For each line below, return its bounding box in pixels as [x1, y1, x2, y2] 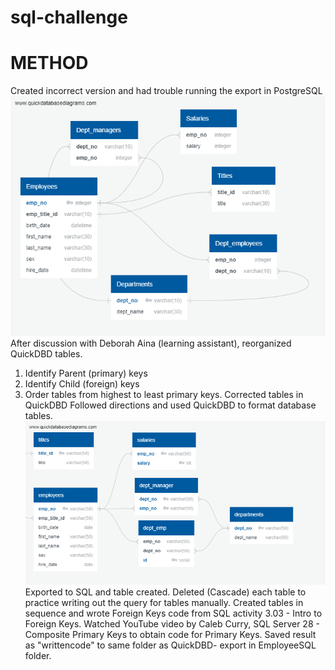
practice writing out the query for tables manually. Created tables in [24, 596, 304, 608]
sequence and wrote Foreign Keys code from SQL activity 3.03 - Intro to [24, 607, 323, 619]
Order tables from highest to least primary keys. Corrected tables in [24, 389, 304, 401]
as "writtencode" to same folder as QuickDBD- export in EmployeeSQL [24, 639, 317, 651]
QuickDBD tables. [10, 348, 83, 360]
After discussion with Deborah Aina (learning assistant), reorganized [10, 337, 292, 350]
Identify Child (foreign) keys [24, 378, 140, 390]
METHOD [10, 52, 89, 75]
